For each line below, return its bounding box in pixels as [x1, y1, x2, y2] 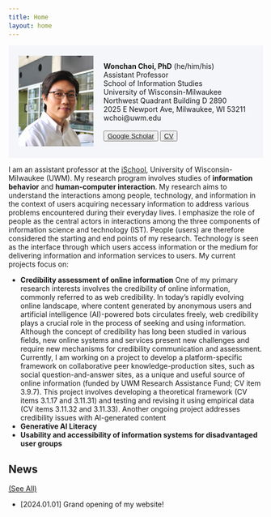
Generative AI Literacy [19, 421, 97, 431]
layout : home [8, 21, 53, 30]
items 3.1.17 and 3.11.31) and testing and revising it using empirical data [19, 395, 255, 405]
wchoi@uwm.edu [104, 113, 162, 123]
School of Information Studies [104, 79, 203, 88]
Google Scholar [108, 132, 155, 141]
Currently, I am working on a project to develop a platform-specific [19, 352, 243, 362]
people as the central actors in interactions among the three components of [8, 216, 260, 226]
